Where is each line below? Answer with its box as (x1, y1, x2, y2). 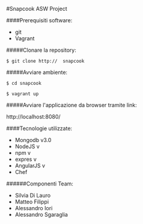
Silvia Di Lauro (14, 192, 51, 199)
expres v (14, 156, 37, 163)
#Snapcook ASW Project (6, 5, 67, 12)
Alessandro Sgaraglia (14, 211, 68, 218)
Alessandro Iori (14, 205, 53, 211)
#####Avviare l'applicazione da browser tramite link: (6, 102, 137, 108)
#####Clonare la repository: (6, 46, 76, 54)
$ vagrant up (6, 91, 39, 97)
